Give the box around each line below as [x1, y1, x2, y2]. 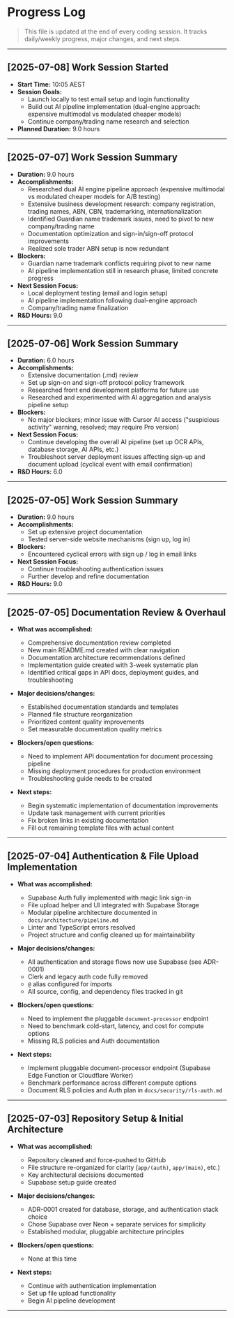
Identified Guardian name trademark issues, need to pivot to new [27, 214, 214, 223]
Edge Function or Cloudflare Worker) [27, 1071, 134, 1079]
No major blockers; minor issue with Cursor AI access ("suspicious [27, 416, 219, 424]
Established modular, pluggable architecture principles [27, 1227, 185, 1236]
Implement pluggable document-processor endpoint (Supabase [27, 1063, 211, 1072]
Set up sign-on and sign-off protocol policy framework [27, 379, 185, 387]
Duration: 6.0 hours [17, 356, 75, 365]
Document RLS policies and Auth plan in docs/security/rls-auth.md [27, 1085, 223, 1094]
